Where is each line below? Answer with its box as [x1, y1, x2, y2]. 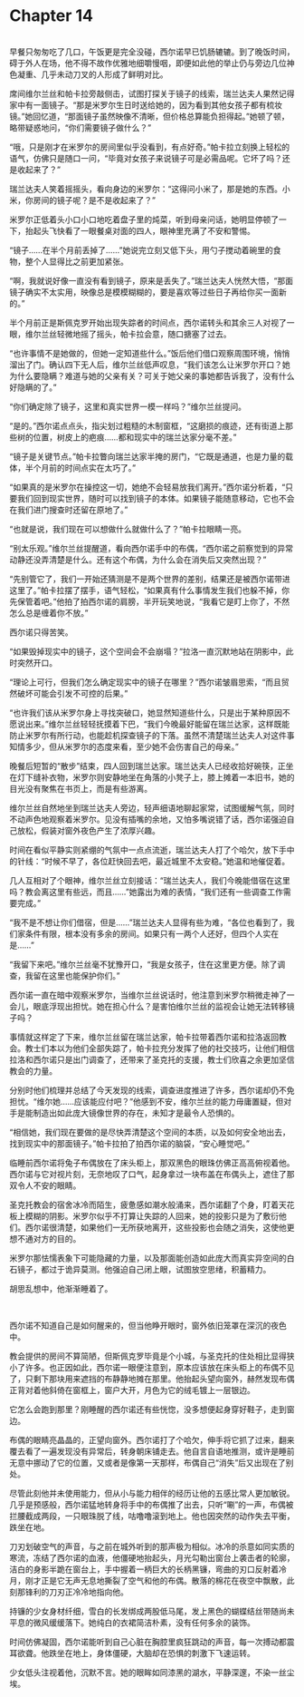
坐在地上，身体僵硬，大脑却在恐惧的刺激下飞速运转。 [56, 1647, 255, 1658]
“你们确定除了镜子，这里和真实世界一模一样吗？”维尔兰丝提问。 [9, 401, 247, 412]
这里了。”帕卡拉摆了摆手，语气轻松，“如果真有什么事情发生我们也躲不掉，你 [9, 584, 290, 595]
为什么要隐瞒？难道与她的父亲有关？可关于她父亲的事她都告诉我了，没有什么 [9, 370, 295, 381]
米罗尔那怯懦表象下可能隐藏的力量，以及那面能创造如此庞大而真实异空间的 [9, 1253, 287, 1263]
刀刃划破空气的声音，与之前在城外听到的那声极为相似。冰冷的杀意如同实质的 [9, 1541, 295, 1552]
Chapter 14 [9, 5, 93, 26]
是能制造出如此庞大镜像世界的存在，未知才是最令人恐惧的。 [16, 1107, 240, 1118]
